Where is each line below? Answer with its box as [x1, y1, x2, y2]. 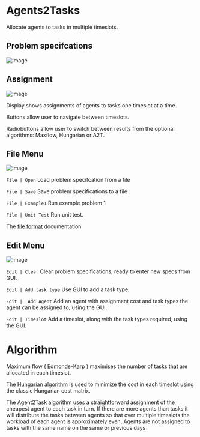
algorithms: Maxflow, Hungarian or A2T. [6, 131, 105, 139]
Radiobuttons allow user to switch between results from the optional [6, 125, 175, 132]
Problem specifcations [6, 41, 93, 51]
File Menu [6, 148, 44, 159]
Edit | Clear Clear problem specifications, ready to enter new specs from [6, 268, 190, 275]
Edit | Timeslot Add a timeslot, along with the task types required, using [6, 316, 188, 323]
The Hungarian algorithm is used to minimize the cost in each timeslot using [6, 381, 194, 388]
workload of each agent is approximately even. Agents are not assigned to [6, 418, 190, 425]
